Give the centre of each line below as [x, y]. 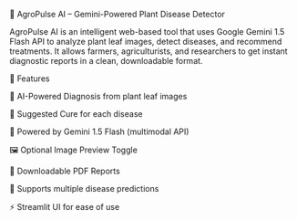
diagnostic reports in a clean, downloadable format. [106, 61]
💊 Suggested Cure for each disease [76, 114]
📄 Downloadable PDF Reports [65, 171]
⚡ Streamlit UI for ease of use [65, 207]
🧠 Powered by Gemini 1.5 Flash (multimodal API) [99, 131]
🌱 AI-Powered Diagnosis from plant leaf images [98, 96]
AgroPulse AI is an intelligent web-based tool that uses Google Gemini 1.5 [147, 31]
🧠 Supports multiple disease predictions [84, 189]
